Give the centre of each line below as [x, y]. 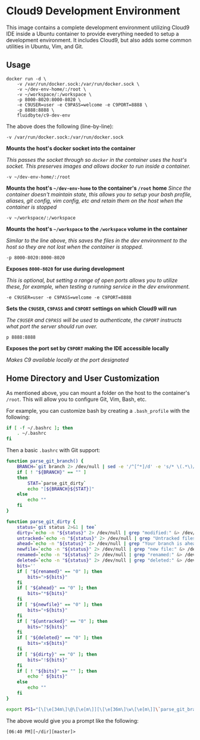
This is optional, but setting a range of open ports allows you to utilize [92, 280]
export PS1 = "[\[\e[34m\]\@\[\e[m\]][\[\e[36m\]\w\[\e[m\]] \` [84, 709]
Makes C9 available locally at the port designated [68, 360]
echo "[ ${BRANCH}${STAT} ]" [61, 489]
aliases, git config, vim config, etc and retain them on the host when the [95, 200]
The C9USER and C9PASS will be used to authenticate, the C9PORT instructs [94, 320]
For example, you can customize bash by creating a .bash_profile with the [98, 410]
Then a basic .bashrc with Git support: [53, 450]
